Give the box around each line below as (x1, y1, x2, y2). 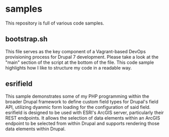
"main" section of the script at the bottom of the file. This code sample (5, 59, 154, 65)
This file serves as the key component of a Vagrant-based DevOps (5, 48, 146, 54)
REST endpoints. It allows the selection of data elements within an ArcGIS (5, 115, 160, 121)
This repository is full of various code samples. (5, 20, 104, 26)
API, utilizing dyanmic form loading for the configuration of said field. (5, 104, 151, 110)
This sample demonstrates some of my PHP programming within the (5, 93, 150, 99)
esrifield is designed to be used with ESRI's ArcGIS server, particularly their (5, 109, 164, 116)
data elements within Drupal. (5, 126, 66, 132)
